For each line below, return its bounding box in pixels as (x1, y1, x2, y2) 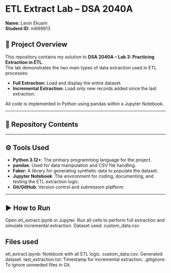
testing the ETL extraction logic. (12, 179, 80, 185)
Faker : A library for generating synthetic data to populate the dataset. (12, 168, 159, 174)
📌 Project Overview (5, 40, 68, 49)
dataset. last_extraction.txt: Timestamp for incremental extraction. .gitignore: (5, 256, 166, 262)
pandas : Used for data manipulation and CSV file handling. (12, 162, 136, 168)
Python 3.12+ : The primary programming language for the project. (12, 157, 152, 163)
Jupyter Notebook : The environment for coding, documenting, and (12, 173, 154, 179)
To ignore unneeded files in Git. (5, 262, 71, 268)
